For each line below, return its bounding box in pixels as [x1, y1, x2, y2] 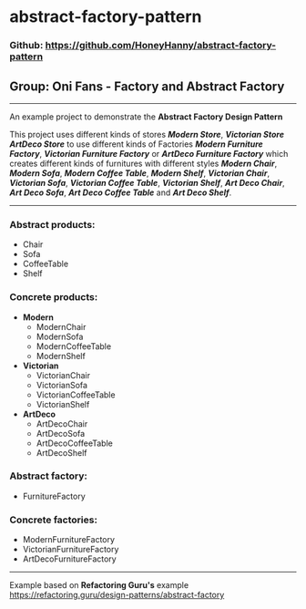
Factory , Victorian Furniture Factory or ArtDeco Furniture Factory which [9, 148, 289, 159]
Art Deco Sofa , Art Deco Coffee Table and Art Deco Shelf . [9, 187, 232, 198]
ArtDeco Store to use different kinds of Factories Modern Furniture [9, 139, 264, 150]
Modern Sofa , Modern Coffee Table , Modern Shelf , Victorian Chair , [9, 167, 270, 179]
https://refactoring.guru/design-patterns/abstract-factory [9, 590, 225, 601]
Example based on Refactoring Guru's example [9, 580, 189, 591]
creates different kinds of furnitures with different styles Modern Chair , [9, 158, 278, 169]
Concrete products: [9, 291, 98, 304]
